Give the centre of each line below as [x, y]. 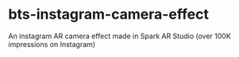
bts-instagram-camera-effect [108, 14]
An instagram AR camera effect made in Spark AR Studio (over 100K [120, 36]
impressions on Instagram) [52, 44]
